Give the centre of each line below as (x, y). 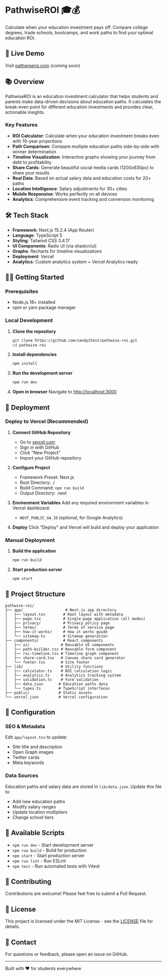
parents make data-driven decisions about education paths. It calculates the (83, 101)
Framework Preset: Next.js (47, 477)
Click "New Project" (40, 452)
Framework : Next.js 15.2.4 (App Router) (53, 230)
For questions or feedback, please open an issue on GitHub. (67, 954)
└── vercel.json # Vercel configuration (56, 697)
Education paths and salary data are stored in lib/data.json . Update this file (83, 786)
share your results (31, 173)
